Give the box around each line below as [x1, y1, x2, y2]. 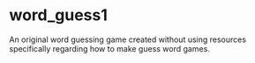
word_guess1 [9, 5, 109, 25]
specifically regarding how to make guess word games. [9, 43, 210, 53]
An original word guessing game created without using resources [9, 34, 247, 45]
